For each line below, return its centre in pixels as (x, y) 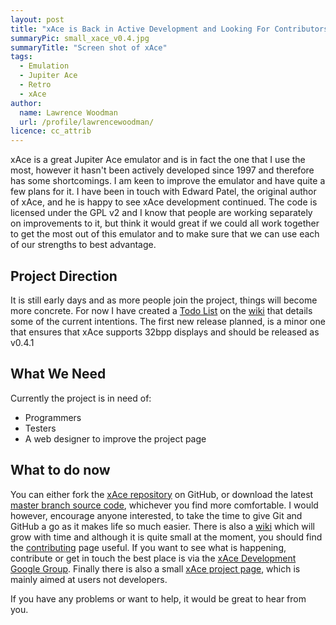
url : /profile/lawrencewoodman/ (87, 122)
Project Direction (64, 276)
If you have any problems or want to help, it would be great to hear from (158, 598)
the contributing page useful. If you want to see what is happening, (148, 547)
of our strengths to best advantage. (83, 245)
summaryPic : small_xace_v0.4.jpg (80, 38)
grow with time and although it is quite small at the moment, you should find (166, 537)
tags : (21, 57)
